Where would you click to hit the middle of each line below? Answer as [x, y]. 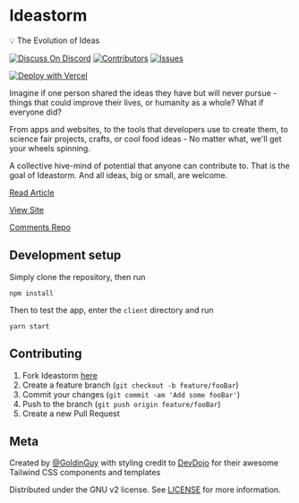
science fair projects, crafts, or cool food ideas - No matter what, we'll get [145, 139]
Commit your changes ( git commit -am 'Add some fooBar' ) [131, 394]
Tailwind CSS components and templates [85, 473]
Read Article [32, 192]
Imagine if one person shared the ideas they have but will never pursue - [143, 93]
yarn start [30, 326]
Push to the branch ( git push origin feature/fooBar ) [121, 404]
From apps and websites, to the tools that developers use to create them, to [149, 129]
